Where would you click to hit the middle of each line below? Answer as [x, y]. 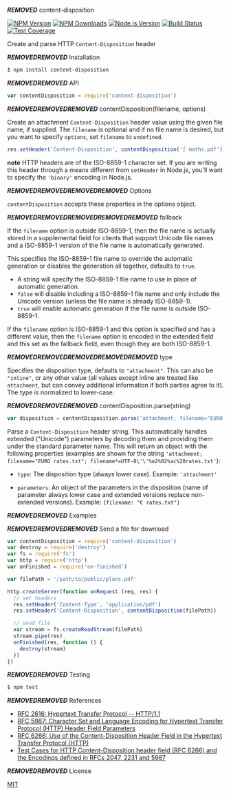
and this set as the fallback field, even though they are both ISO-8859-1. [109, 343]
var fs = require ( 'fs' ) [41, 554]
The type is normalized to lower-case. [61, 392]
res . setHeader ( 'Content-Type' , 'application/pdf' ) [87, 604]
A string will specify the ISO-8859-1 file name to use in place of [107, 279]
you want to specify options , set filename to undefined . [85, 136]
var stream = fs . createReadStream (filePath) [78, 630]
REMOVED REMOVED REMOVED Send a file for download [88, 529]
